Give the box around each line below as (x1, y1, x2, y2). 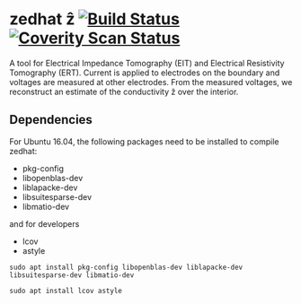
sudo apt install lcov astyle (9, 286, 123, 295)
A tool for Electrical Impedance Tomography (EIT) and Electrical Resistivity (9, 57, 285, 68)
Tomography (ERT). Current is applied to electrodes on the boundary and (9, 67, 280, 78)
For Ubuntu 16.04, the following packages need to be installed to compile (9, 135, 279, 147)
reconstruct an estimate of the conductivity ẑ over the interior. (9, 86, 239, 97)
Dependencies (9, 112, 93, 127)
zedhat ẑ (9, 9, 75, 30)
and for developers (9, 218, 80, 229)
